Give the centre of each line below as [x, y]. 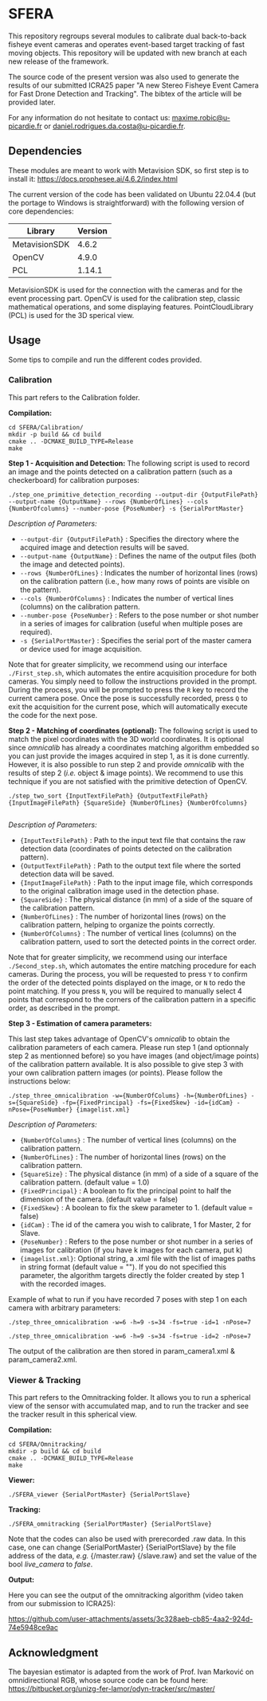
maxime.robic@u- [201, 117]
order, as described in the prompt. [64, 1008]
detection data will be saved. [67, 874]
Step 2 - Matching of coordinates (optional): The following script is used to [133, 731]
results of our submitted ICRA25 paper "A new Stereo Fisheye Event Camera [133, 85]
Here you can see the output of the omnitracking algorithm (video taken [126, 1595]
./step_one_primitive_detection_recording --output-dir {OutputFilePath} [133, 495]
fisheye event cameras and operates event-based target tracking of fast [126, 44]
